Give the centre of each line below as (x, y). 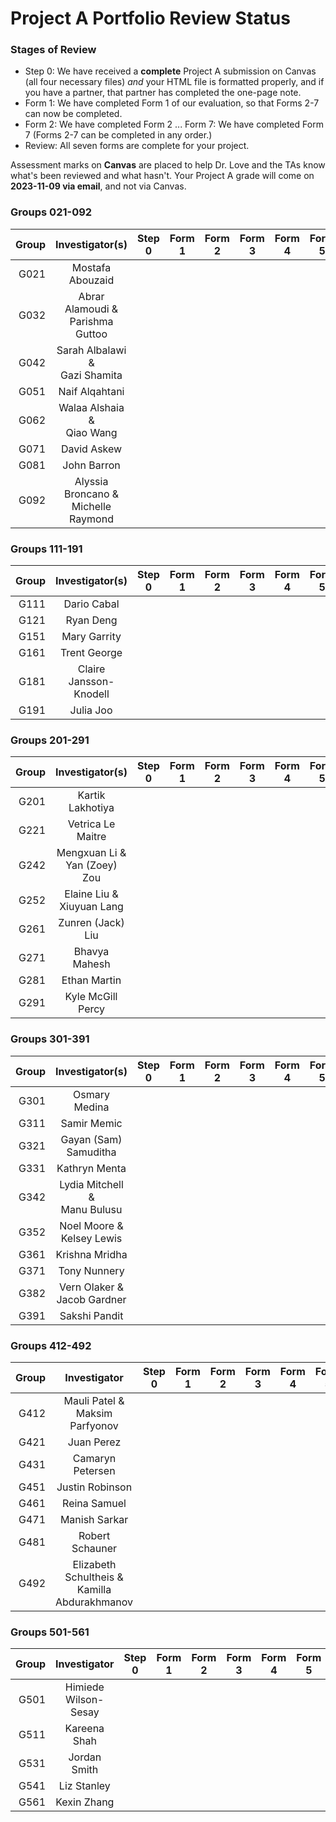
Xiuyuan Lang (91, 907)
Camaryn (94, 1458)
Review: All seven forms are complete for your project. (137, 146)
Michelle (91, 506)
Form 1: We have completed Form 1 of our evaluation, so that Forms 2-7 (172, 103)
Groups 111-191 (46, 549)
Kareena (84, 1729)
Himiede (84, 1687)
